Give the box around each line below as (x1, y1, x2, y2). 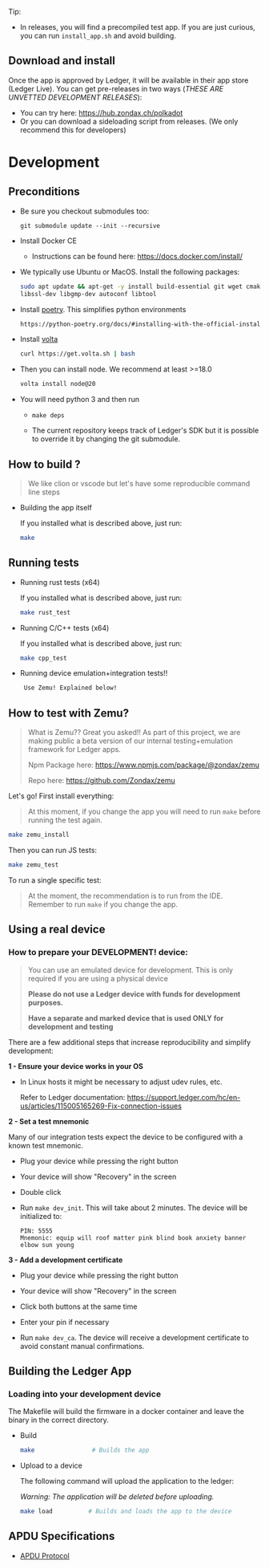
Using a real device (8, 923, 106, 936)
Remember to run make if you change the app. (27, 899, 179, 909)
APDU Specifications (8, 1529, 115, 1543)
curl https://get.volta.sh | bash (19, 350, 135, 358)
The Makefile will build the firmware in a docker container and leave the (8, 1407, 244, 1416)
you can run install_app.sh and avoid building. (19, 31, 176, 40)
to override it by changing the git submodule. (31, 434, 181, 444)
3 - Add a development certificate (8, 1255, 123, 1265)
